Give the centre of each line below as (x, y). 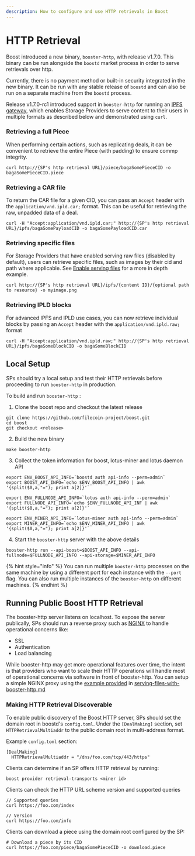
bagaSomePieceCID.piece (35, 173)
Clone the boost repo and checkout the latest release (79, 407)
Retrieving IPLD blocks (39, 305)
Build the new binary (39, 439)
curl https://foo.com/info (39, 821)
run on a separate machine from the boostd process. (69, 93)
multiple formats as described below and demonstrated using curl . (87, 116)
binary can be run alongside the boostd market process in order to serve (93, 63)
